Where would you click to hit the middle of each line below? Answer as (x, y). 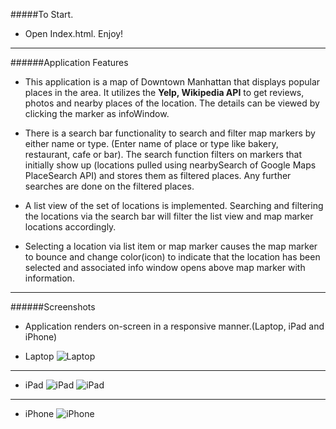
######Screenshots (53, 307)
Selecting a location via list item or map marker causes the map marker (171, 246)
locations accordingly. (70, 227)
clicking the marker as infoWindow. (97, 113)
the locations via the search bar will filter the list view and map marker (169, 216)
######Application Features (69, 62)
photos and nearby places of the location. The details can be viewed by (172, 103)
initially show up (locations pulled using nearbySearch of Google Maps (170, 165)
